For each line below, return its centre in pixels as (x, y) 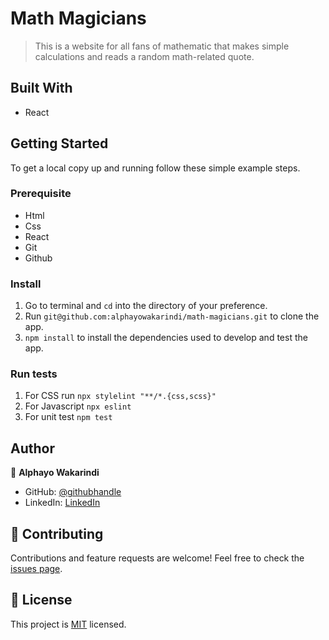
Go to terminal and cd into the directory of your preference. (146, 306)
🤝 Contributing (57, 533)
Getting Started (59, 143)
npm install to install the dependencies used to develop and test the (166, 338)
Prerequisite (41, 194)
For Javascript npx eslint (78, 406)
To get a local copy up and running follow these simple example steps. (155, 168)
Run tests (34, 374)
